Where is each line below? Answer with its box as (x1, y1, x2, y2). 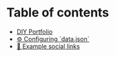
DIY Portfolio (16, 27, 53, 36)
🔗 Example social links (16, 42, 80, 50)
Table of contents (6, 5, 110, 21)
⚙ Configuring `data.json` (16, 34, 90, 43)
